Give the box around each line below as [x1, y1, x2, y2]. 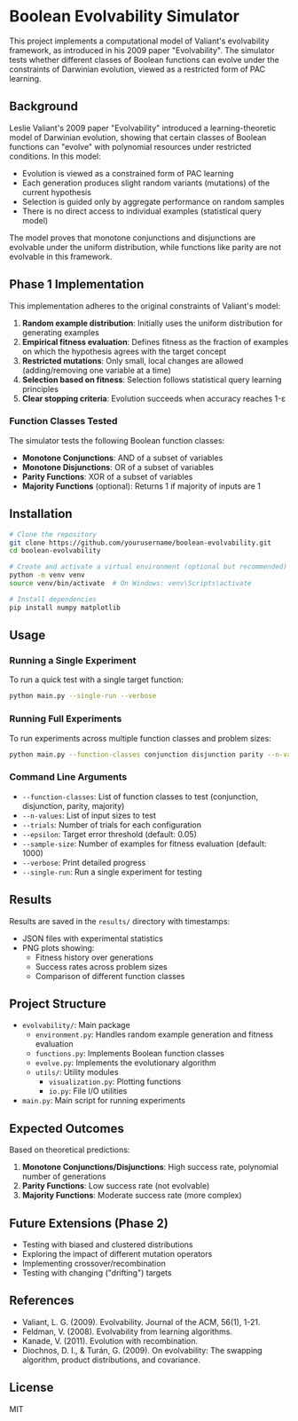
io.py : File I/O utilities [48, 1086, 128, 1096]
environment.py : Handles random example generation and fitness [35, 1029, 273, 1040]
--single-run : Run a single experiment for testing [21, 867, 202, 877]
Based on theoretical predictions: [9, 1144, 130, 1155]
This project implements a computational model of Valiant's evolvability [9, 35, 270, 46]
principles [21, 383, 59, 394]
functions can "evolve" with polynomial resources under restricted [9, 141, 252, 152]
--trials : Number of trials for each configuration [21, 819, 202, 830]
